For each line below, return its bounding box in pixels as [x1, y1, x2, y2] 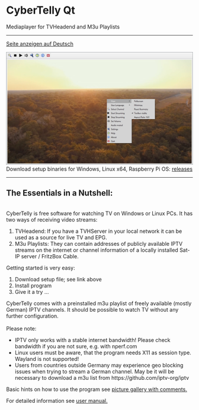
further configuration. [6, 312, 59, 320]
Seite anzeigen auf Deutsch [6, 40, 74, 47]
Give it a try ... [14, 289, 49, 296]
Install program [14, 282, 52, 289]
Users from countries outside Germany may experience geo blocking [14, 362, 184, 369]
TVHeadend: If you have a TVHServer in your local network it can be [14, 228, 182, 235]
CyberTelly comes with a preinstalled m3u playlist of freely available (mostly [6, 300, 192, 307]
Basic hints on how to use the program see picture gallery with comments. [6, 386, 188, 393]
